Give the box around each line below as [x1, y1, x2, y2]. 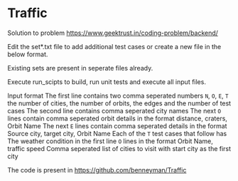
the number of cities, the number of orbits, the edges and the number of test [7, 98, 232, 108]
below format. [7, 50, 48, 58]
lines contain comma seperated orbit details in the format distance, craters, [7, 114, 227, 123]
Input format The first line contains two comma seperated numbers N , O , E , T [7, 91, 229, 100]
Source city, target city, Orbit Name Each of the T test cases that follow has [7, 129, 227, 138]
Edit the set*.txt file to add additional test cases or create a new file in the [7, 42, 222, 51]
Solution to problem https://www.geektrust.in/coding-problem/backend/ [7, 29, 219, 37]
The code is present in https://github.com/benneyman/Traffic [7, 165, 187, 174]
